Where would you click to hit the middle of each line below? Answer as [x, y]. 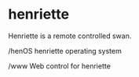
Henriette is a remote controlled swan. [70, 36]
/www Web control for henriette [60, 66]
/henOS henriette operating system [65, 51]
